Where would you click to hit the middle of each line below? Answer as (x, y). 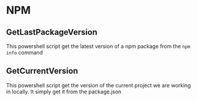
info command (25, 53)
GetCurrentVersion (42, 71)
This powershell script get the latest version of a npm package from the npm (99, 46)
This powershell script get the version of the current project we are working (99, 85)
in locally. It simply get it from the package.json (64, 92)
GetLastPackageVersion (52, 32)
